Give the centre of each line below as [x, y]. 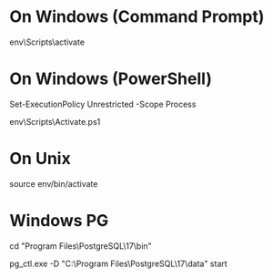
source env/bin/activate [54, 183]
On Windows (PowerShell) [111, 79]
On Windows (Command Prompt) [137, 17]
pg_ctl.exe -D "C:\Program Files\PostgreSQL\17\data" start [118, 263]
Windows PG [59, 221]
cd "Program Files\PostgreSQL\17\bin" [81, 246]
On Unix [40, 159]
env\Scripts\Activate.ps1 [55, 121]
